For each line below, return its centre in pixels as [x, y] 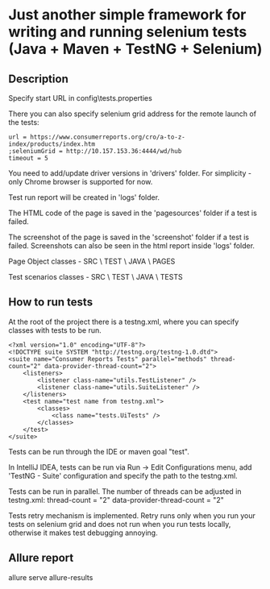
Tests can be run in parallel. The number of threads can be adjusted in [125, 491]
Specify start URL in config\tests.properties [81, 98]
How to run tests [51, 303]
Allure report [41, 558]
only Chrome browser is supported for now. [81, 182]
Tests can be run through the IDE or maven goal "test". [99, 451]
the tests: [24, 122]
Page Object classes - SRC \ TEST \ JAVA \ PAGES [92, 261]
